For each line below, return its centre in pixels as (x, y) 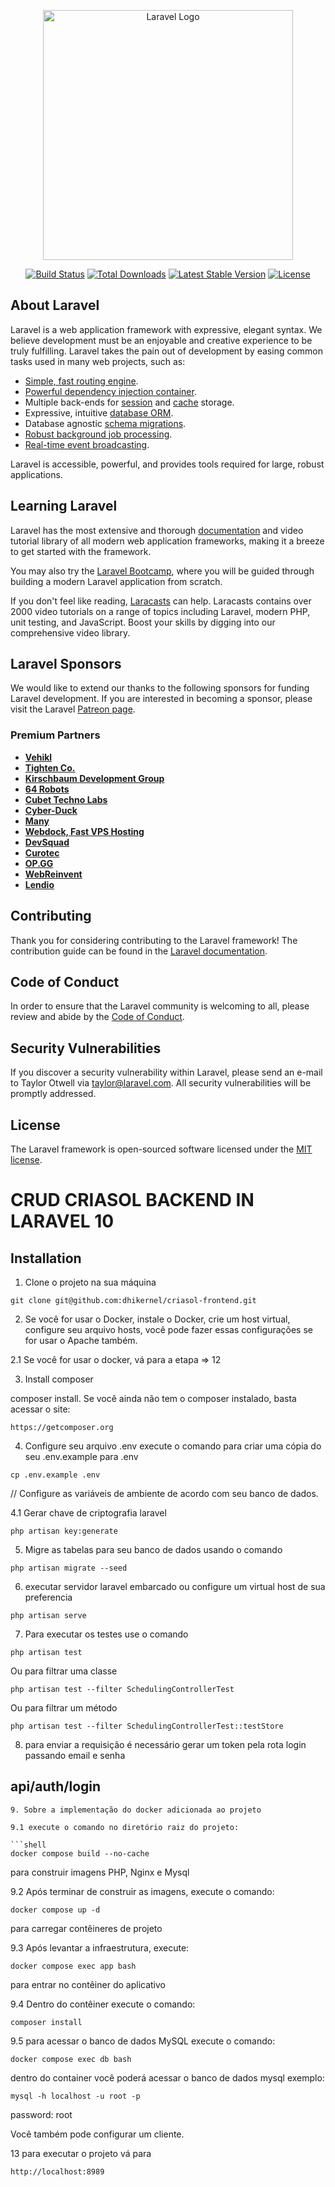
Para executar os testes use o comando (106, 1634)
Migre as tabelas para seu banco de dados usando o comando (153, 1549)
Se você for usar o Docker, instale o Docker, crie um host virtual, (157, 1319)
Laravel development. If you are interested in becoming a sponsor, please (161, 699)
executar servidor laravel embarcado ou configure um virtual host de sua (175, 1586)
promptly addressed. (53, 1094)
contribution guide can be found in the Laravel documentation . (139, 951)
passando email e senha (75, 1755)
